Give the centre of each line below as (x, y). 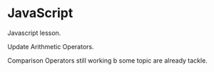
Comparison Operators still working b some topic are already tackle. (108, 60)
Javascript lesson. (34, 33)
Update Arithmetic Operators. (51, 46)
